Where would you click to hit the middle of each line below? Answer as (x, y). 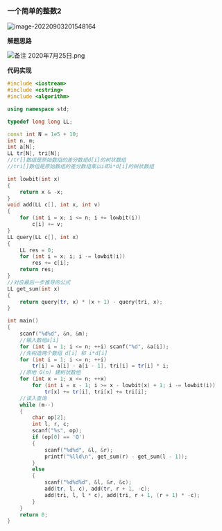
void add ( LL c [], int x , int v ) (54, 205)
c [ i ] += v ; (48, 224)
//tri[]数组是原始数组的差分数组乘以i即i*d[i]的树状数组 (81, 167)
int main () (23, 321)
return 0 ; (34, 515)
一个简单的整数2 (34, 10)
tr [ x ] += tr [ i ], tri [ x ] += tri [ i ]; (96, 392)
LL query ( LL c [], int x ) (43, 237)
